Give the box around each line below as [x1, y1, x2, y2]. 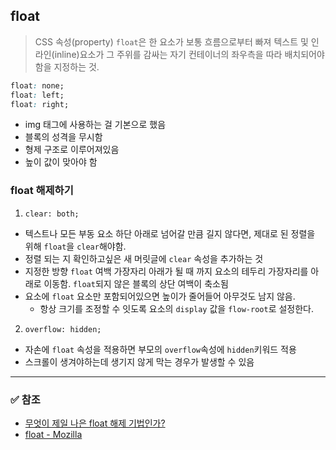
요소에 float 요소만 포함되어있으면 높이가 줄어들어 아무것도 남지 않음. [24, 290, 296, 302]
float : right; [10, 99, 70, 109]
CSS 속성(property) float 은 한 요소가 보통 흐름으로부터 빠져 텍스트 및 [34, 35, 309, 48]
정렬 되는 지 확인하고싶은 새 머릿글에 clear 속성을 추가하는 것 [24, 252, 264, 264]
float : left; [10, 90, 65, 100]
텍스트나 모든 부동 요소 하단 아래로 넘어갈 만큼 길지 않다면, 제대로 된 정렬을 [24, 227, 316, 239]
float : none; [10, 80, 65, 91]
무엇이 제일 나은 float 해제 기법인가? [24, 417, 166, 429]
